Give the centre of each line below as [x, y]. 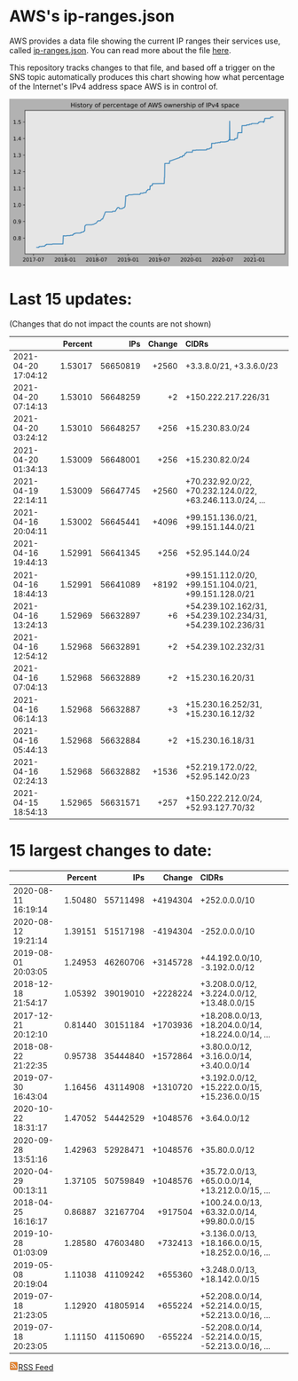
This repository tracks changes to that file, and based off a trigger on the [142, 67]
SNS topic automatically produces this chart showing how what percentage [147, 76]
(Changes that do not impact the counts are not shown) [110, 324]
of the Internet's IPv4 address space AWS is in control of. [114, 86]
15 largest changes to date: [111, 851]
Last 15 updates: [71, 300]
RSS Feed [36, 1367]
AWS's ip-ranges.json [92, 16]
